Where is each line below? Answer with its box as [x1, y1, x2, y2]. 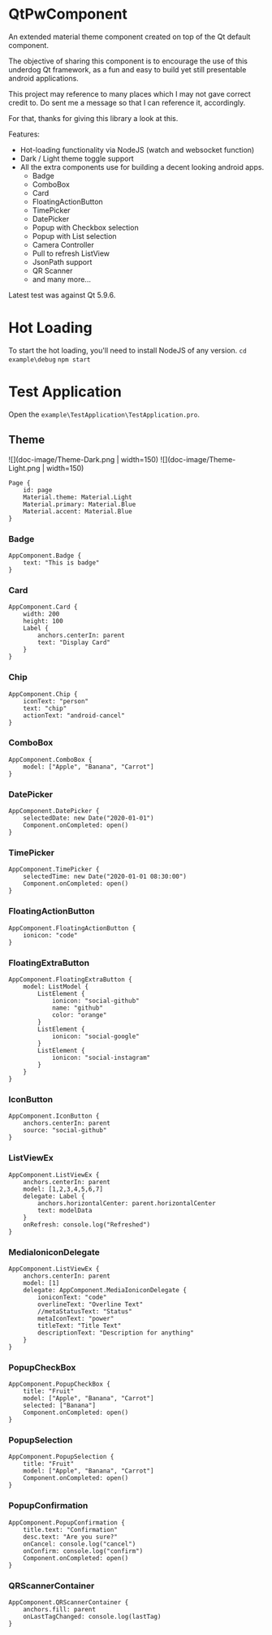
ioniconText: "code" [37, 1293, 107, 1301]
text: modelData [37, 1206, 93, 1214]
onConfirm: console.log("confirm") [23, 1546, 144, 1555]
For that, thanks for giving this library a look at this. [8, 113, 179, 123]
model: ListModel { [23, 983, 89, 991]
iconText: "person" [23, 697, 89, 705]
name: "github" [51, 1004, 104, 1012]
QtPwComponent [8, 5, 128, 24]
